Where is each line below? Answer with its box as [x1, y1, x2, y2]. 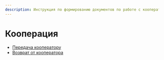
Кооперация [5, 28, 59, 39]
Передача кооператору [12, 44, 61, 50]
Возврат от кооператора [12, 49, 63, 55]
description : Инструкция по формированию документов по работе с [5, 7, 141, 12]
